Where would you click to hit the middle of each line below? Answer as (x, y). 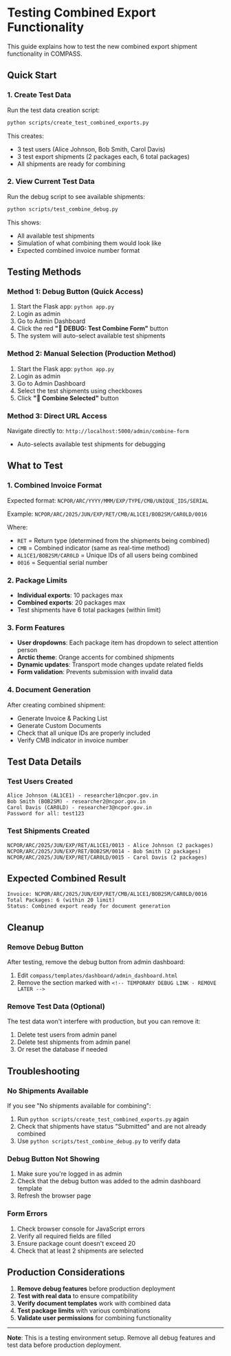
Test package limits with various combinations (84, 1311)
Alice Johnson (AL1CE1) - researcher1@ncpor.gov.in (82, 796)
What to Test (35, 466)
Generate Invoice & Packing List (62, 718)
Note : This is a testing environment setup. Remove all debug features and (111, 1338)
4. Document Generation (49, 690)
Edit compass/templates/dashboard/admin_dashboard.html (97, 975)
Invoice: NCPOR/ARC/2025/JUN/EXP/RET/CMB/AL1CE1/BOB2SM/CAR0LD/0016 (107, 894)
